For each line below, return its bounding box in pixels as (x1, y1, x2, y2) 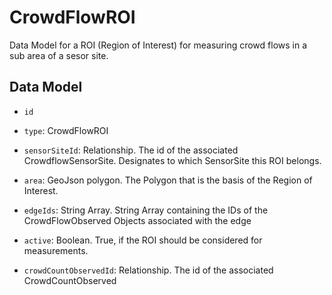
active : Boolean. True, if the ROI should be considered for (23, 234, 263, 246)
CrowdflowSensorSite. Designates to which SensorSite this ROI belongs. (23, 154, 322, 166)
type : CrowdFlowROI (23, 124, 109, 136)
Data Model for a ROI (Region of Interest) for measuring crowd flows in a (9, 39, 308, 51)
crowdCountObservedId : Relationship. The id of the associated (23, 264, 274, 276)
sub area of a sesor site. (9, 49, 109, 61)
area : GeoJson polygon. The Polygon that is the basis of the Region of (23, 174, 313, 186)
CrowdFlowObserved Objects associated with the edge (23, 214, 252, 226)
